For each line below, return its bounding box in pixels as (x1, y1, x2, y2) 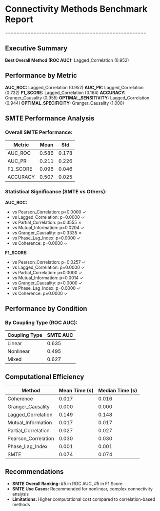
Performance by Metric (5, 71, 77, 80)
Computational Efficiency (5, 372, 84, 381)
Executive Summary (5, 44, 68, 52)
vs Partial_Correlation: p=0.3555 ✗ (12, 219, 82, 225)
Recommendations (5, 467, 64, 476)
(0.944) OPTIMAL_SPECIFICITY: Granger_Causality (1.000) (5, 100, 124, 106)
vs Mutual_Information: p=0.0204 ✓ (12, 224, 84, 231)
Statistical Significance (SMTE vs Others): (5, 188, 107, 195)
